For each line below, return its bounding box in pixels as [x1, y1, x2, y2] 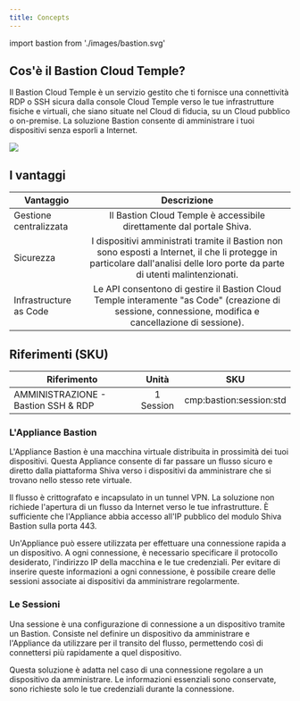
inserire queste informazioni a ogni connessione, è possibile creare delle [9, 566, 276, 577]
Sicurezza [13, 252, 56, 264]
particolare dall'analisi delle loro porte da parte [89, 257, 286, 270]
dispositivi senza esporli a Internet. [9, 125, 138, 136]
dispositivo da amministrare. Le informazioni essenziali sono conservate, [9, 673, 277, 684]
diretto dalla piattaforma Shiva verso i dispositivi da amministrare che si [9, 465, 271, 476]
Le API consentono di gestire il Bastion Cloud [93, 283, 281, 296]
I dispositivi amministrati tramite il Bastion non [91, 235, 283, 247]
